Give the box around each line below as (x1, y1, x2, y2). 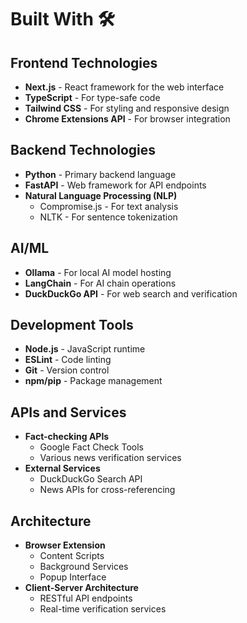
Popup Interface (39, 571, 107, 583)
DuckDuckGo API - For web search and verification (24, 287, 238, 300)
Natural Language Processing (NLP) (24, 189, 178, 201)
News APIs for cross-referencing (39, 484, 176, 496)
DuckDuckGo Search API (39, 473, 143, 485)
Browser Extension (24, 539, 106, 551)
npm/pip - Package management (24, 375, 163, 387)
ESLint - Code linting (24, 354, 112, 366)
